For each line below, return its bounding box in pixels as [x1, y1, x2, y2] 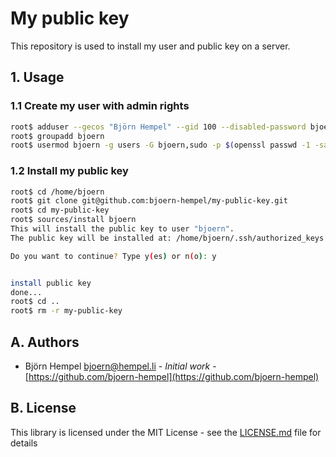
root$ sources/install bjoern [10, 215, 137, 225]
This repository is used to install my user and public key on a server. [10, 40, 291, 52]
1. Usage [10, 69, 65, 86]
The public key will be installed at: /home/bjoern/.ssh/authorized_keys [10, 233, 325, 243]
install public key [10, 278, 92, 288]
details [10, 437, 38, 449]
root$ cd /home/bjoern [10, 187, 105, 197]
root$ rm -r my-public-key [10, 306, 123, 316]
